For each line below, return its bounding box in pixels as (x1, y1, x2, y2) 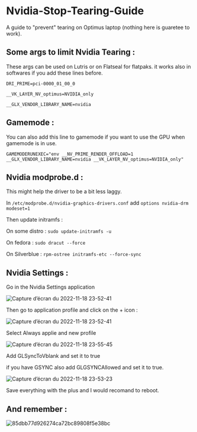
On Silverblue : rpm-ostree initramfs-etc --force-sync (6, 251, 142, 258)
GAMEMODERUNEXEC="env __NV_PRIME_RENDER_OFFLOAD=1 (6, 151, 134, 157)
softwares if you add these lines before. (6, 69, 103, 76)
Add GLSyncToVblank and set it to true (6, 353, 101, 360)
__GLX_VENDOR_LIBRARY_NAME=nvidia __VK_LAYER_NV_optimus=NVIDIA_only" (6, 156, 184, 162)
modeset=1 (6, 206, 31, 212)
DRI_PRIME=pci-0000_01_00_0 (6, 81, 76, 87)
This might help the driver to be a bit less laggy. (6, 188, 122, 195)
